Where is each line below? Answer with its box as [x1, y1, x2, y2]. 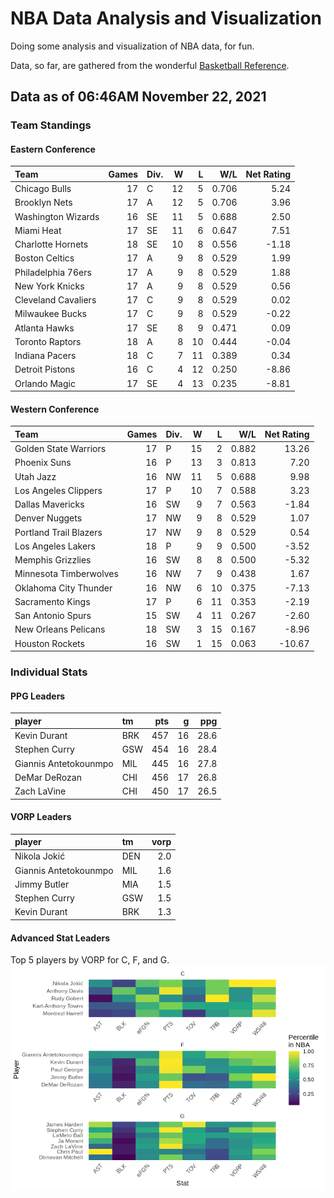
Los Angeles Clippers [14, 484, 103, 496]
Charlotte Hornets [14, 238, 89, 251]
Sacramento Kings [14, 595, 91, 607]
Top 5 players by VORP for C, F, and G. [10, 954, 170, 966]
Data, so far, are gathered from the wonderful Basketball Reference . [10, 59, 290, 71]
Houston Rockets [14, 637, 85, 649]
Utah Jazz [14, 470, 57, 482]
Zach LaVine [14, 785, 67, 797]
